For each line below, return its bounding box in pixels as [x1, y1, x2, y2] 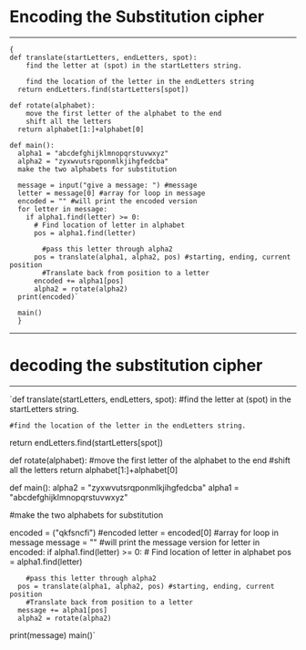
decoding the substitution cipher [9, 356, 263, 376]
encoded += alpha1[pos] [33, 276, 125, 285]
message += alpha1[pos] [17, 605, 107, 614]
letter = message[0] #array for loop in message [17, 189, 206, 198]
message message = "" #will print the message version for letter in [9, 536, 260, 548]
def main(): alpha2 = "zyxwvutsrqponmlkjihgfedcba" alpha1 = [9, 481, 240, 493]
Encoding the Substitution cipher [9, 6, 265, 27]
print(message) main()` [9, 629, 96, 640]
